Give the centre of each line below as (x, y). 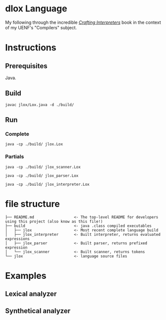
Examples (26, 276)
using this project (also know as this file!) (54, 221)
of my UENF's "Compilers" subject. (41, 27)
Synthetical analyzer (38, 311)
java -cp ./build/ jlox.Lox (34, 144)
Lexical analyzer (31, 294)
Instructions (31, 48)
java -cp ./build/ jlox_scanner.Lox (43, 167)
